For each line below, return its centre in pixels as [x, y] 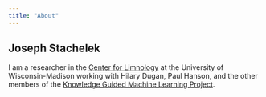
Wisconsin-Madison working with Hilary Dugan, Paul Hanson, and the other [133, 76]
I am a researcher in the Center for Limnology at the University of [116, 67]
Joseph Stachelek [54, 48]
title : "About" [34, 16]
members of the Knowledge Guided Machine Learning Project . [112, 84]
